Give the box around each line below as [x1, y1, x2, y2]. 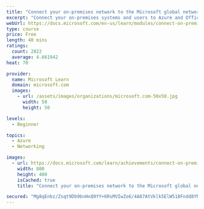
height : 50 [22, 104, 50, 111]
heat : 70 [6, 60, 29, 66]
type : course [6, 26, 39, 32]
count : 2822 [12, 49, 42, 55]
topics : [6, 132, 26, 139]
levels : [6, 115, 26, 122]
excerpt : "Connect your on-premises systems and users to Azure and [6, 15, 183, 21]
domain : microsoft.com [12, 82, 69, 88]
